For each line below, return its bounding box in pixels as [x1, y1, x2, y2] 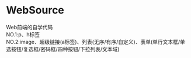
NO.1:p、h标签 [6, 30, 40, 38]
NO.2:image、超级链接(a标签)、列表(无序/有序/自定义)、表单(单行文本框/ [6, 38, 180, 45]
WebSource [6, 4, 64, 17]
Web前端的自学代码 [6, 23, 53, 30]
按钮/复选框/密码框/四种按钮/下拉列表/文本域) [11, 45, 120, 53]
